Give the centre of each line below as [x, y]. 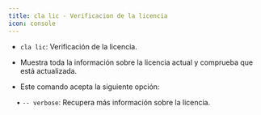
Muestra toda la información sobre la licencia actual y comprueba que [137, 62]
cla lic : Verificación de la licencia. [78, 46]
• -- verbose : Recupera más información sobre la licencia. [113, 102]
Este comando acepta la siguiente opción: [90, 87]
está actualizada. [48, 70]
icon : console [32, 23]
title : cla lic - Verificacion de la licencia [88, 16]
